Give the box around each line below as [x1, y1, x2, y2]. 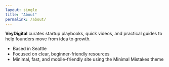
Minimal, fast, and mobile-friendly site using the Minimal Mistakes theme [12, 56, 164, 62]
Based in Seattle [12, 46, 47, 52]
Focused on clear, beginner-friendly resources [12, 51, 110, 57]
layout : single [5, 7, 37, 13]
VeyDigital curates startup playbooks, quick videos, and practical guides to [5, 31, 163, 37]
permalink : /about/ [5, 17, 47, 22]
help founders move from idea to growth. [5, 36, 91, 42]
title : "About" [5, 12, 37, 17]
